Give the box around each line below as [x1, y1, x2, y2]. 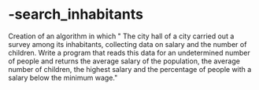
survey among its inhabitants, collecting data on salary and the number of [8, 39, 247, 49]
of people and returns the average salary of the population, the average [8, 56, 240, 66]
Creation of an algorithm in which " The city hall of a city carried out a [8, 31, 235, 41]
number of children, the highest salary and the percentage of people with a [8, 64, 252, 74]
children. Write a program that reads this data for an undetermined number [8, 48, 250, 57]
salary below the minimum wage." [8, 73, 118, 82]
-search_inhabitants [8, 5, 144, 23]
